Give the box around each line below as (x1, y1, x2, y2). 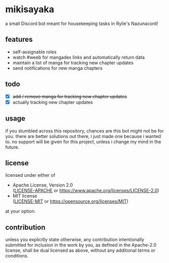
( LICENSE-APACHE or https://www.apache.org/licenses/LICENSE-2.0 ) (12, 188, 159, 194)
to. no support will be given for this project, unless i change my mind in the (5, 139, 161, 145)
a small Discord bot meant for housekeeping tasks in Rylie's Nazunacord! (5, 20, 158, 27)
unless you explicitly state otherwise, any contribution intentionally (5, 236, 145, 243)
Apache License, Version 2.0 (12, 182, 73, 188)
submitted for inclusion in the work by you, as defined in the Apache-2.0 (5, 242, 156, 248)
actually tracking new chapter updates (12, 99, 93, 105)
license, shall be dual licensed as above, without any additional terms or (5, 247, 156, 253)
